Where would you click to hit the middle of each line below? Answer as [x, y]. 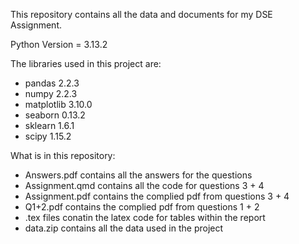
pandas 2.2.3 [52, 83]
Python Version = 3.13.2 [59, 44]
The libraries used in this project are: [86, 63]
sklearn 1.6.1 [49, 125]
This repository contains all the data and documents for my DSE [141, 14]
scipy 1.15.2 [48, 136]
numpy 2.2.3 [51, 93]
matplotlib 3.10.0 [58, 104]
